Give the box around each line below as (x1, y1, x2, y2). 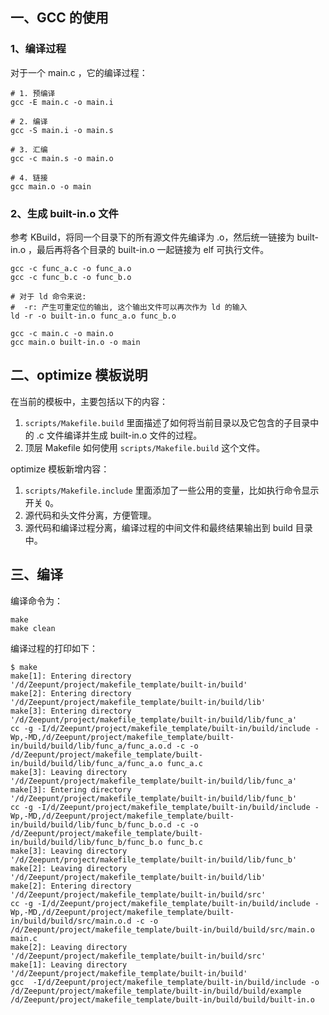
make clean (10, 623, 56, 633)
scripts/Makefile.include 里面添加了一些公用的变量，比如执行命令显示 (24, 484, 320, 496)
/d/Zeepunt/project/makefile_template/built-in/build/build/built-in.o (10, 994, 315, 1005)
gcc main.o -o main (10, 181, 92, 192)
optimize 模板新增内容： (10, 463, 110, 475)
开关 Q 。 (24, 496, 59, 508)
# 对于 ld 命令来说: (10, 291, 87, 302)
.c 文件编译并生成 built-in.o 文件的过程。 (36, 429, 203, 441)
